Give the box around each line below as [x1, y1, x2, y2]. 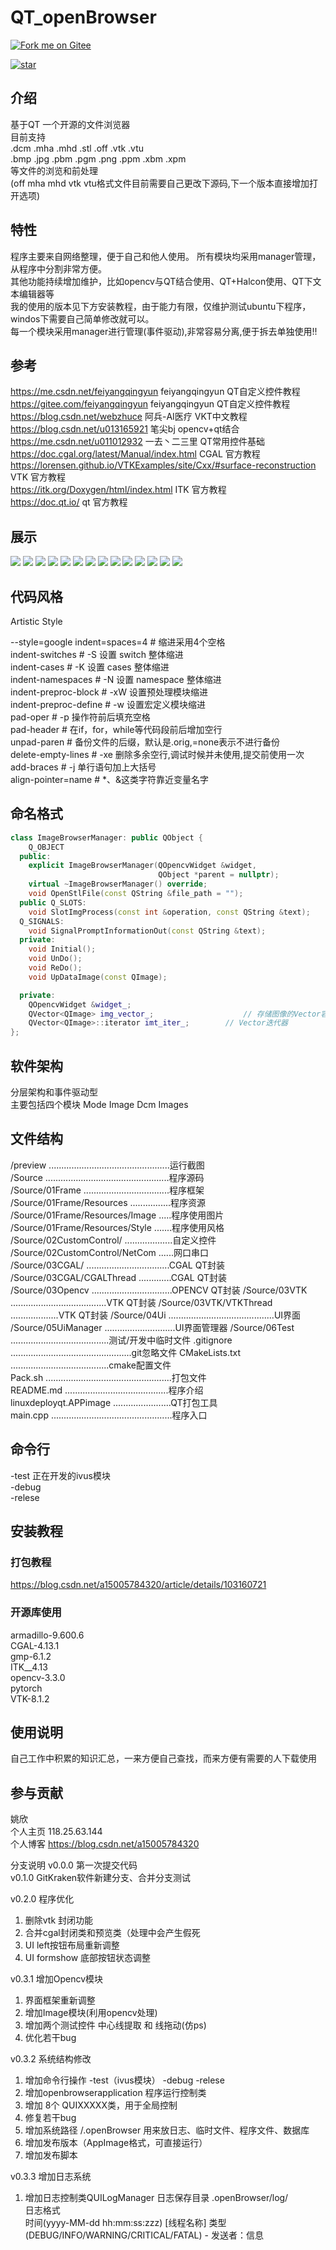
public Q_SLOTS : [19, 897, 87, 908]
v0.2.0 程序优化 [10, 1893, 75, 1905]
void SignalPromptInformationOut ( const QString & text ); [28, 926, 267, 936]
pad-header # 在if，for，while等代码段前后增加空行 [10, 724, 223, 735]
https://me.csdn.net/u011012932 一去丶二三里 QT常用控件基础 [10, 436, 265, 448]
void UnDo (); [28, 954, 83, 964]
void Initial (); [28, 944, 97, 955]
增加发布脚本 [24, 2149, 78, 2161]
